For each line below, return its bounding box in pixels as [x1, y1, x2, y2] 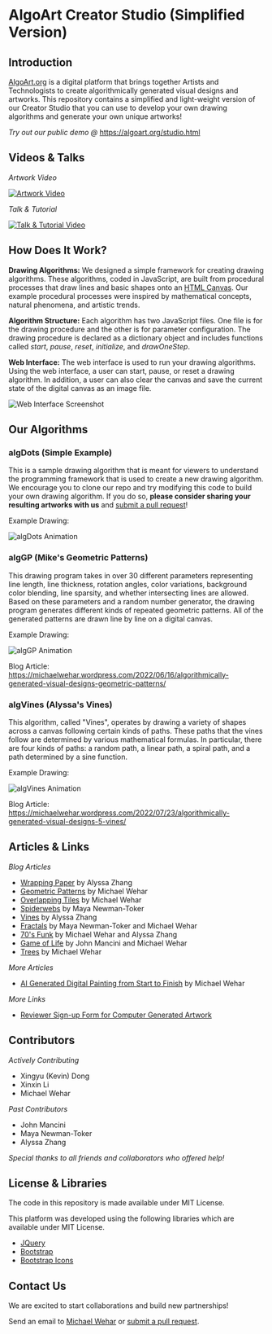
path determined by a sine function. [8, 752, 128, 761]
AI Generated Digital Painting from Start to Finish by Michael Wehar [19, 978, 245, 988]
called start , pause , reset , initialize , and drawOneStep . [8, 341, 191, 351]
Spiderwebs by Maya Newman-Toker [19, 903, 145, 913]
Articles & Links [8, 840, 89, 854]
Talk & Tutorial [8, 204, 58, 213]
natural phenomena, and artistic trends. [8, 300, 140, 309]
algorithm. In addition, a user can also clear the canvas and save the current [8, 375, 263, 384]
